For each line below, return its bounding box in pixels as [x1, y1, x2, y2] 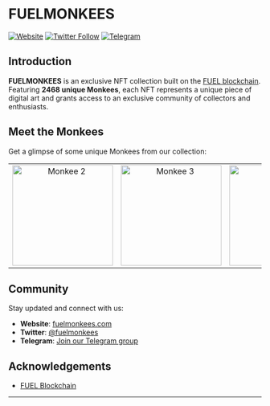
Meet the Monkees [8, 125, 104, 139]
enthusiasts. [8, 101, 49, 111]
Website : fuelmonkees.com [19, 319, 112, 329]
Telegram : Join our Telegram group [19, 336, 139, 346]
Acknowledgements [8, 359, 112, 373]
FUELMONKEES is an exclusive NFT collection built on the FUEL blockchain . [8, 76, 261, 85]
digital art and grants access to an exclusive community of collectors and [8, 93, 251, 103]
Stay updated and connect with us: [8, 303, 125, 314]
